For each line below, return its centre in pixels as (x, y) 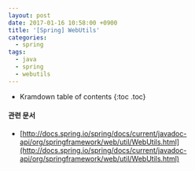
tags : (17, 52)
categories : (28, 37)
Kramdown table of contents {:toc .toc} (83, 96)
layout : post (29, 15)
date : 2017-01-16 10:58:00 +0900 (63, 23)
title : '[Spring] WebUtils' (54, 30)
